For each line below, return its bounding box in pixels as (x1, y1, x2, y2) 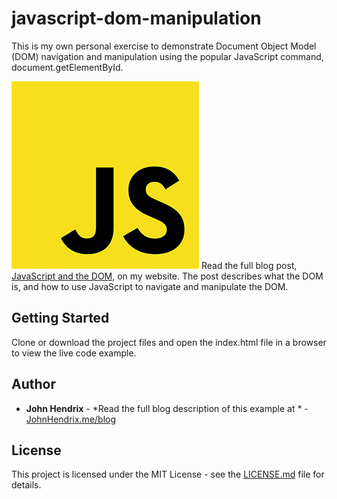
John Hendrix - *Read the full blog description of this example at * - (25, 402, 309, 414)
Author (11, 376, 56, 393)
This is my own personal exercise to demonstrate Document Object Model (11, 40, 317, 52)
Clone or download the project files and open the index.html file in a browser (11, 336, 327, 348)
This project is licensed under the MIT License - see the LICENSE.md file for (11, 468, 325, 481)
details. (11, 479, 42, 491)
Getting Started (11, 310, 110, 327)
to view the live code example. (11, 347, 137, 359)
